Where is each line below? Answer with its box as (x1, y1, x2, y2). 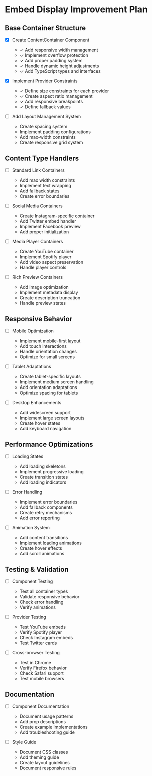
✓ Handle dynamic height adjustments (19, 63, 99, 69)
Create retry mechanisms (19, 510, 72, 516)
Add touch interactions (19, 343, 67, 349)
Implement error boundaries (19, 499, 78, 505)
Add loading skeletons (19, 463, 66, 469)
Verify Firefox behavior (19, 665, 67, 671)
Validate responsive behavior (19, 594, 80, 600)
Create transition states (19, 474, 68, 480)
